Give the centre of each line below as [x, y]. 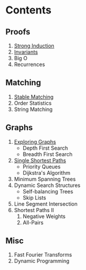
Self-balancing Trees [48, 191]
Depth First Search [45, 148]
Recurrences [29, 64]
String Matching [33, 109]
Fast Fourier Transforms [43, 255]
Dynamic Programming [42, 261]
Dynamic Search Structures [47, 185]
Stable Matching [34, 96]
